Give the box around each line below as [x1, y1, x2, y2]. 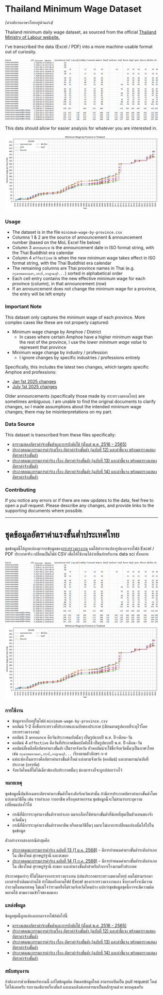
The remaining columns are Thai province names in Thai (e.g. [12, 265, 135, 271]
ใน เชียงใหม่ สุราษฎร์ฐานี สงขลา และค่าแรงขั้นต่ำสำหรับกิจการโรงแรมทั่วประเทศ [12, 863, 137, 869]
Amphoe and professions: [5, 369, 57, 375]
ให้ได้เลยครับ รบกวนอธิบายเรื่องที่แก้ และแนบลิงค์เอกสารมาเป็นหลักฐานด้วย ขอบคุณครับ [5, 984, 144, 990]
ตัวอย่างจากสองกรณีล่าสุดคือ [5, 837, 50, 843]
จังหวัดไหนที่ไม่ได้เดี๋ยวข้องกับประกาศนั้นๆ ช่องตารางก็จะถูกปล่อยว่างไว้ [12, 767, 123, 773]
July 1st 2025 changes [12, 384, 57, 389]
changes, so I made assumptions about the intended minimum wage [5, 403, 142, 409]
